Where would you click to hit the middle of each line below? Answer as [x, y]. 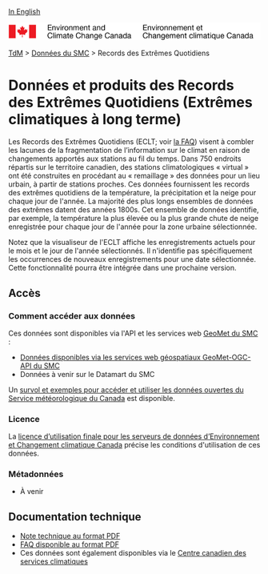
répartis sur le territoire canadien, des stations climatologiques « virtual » [129, 167]
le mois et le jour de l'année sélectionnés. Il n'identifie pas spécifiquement [130, 251]
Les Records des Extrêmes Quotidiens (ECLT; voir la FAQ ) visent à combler [131, 142]
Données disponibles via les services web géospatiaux [110, 357]
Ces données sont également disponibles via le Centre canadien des [133, 553]
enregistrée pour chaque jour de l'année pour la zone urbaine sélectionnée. [133, 227]
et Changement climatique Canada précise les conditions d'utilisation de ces [134, 445]
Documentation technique [75, 517]
